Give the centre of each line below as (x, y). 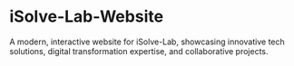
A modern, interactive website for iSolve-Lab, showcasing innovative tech (147, 42)
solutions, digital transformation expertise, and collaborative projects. (139, 51)
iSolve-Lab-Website (87, 17)
